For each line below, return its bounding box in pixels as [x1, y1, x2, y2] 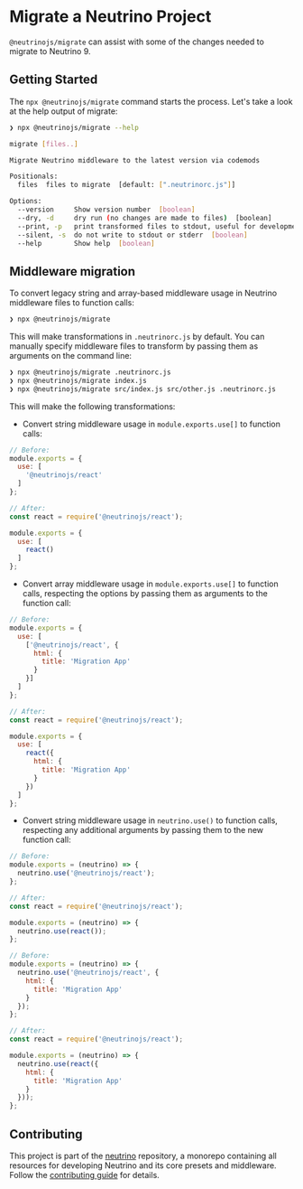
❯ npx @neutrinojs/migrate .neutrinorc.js [9, 368, 171, 377]
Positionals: [9, 172, 59, 182]
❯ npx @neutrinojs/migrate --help [9, 123, 140, 132]
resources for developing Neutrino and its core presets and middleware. [9, 1160, 277, 1171]
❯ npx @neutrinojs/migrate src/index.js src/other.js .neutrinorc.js [9, 384, 277, 394]
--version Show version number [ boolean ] [17, 205, 196, 214]
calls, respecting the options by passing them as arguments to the [22, 588, 268, 599]
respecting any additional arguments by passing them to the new [22, 825, 264, 836]
